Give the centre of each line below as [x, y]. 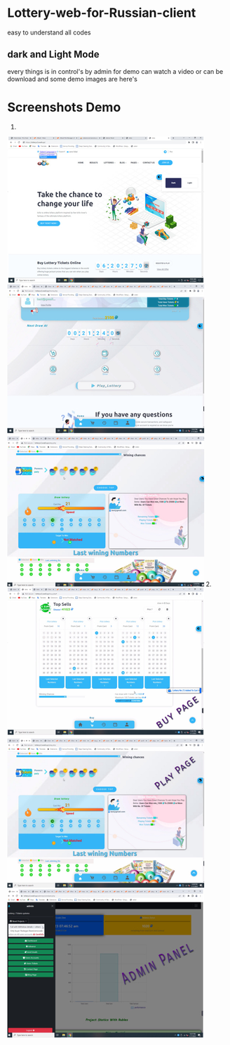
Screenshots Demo [64, 107]
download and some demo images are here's [73, 79]
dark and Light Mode [53, 54]
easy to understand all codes [49, 32]
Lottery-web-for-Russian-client [102, 13]
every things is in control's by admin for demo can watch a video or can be [115, 71]
